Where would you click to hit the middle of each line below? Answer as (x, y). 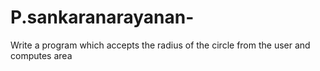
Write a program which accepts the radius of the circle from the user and (160, 45)
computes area (41, 55)
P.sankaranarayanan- (102, 17)
